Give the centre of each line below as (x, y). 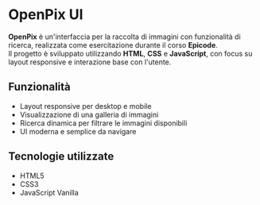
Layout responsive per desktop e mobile (85, 106)
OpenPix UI (46, 15)
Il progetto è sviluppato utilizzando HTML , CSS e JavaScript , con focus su (130, 53)
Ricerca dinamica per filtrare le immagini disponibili (103, 123)
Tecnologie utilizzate (61, 157)
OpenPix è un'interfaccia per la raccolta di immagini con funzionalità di (124, 37)
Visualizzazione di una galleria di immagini (89, 114)
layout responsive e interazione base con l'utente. (90, 62)
